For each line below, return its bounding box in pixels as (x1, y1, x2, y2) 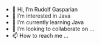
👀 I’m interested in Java (12, 12, 71, 19)
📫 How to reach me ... (12, 32, 68, 39)
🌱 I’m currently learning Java (12, 19, 84, 26)
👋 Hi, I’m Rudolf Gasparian (12, 6, 78, 13)
